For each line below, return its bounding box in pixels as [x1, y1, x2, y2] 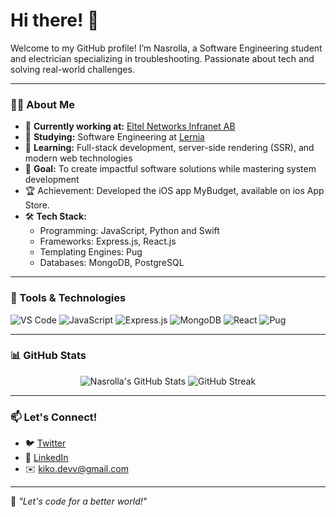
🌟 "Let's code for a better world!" [10, 495, 148, 508]
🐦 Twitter [24, 437, 67, 449]
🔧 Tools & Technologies [10, 291, 127, 305]
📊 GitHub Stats [10, 349, 87, 363]
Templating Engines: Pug [39, 246, 143, 258]
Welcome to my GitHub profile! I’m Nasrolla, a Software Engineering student [10, 42, 323, 54]
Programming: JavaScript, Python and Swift [39, 225, 220, 237]
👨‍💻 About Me [10, 97, 75, 111]
